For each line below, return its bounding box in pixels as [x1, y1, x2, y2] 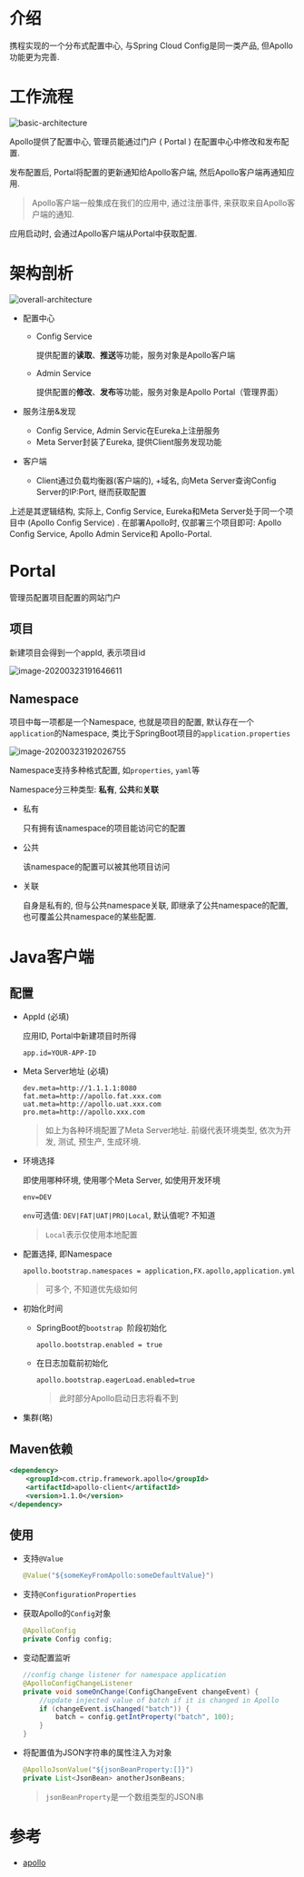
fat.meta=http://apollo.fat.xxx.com [22, 1092, 162, 1101]
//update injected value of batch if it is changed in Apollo [39, 1695, 279, 1704]
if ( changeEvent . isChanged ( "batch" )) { [39, 1704, 191, 1713]
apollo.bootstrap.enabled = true [35, 1341, 163, 1350]
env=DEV [22, 1193, 52, 1202]
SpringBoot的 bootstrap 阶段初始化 [35, 1323, 167, 1334]
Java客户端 [9, 947, 94, 968]
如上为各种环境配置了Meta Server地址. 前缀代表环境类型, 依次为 [44, 1125, 284, 1136]
